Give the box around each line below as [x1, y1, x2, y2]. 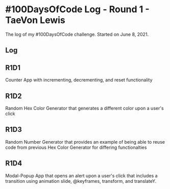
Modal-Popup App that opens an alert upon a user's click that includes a [5, 172, 158, 179]
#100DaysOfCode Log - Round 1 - [5, 4, 150, 15]
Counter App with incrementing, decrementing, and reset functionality [5, 77, 153, 83]
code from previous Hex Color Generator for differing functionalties [5, 144, 147, 150]
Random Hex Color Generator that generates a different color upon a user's [5, 105, 164, 111]
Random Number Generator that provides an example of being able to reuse [5, 139, 165, 145]
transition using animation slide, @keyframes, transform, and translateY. [5, 178, 157, 184]
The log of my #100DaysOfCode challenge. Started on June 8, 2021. [5, 31, 149, 37]
